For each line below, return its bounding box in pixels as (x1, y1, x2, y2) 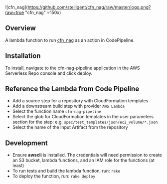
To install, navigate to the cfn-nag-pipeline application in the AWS (5, 65, 140, 71)
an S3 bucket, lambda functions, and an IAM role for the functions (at (12, 157, 155, 164)
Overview (5, 24, 36, 32)
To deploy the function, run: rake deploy (12, 173, 96, 179)
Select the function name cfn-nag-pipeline (12, 108, 101, 114)
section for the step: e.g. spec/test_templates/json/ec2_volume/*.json (12, 119, 158, 125)
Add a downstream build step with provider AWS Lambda (12, 103, 125, 109)
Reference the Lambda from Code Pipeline (5, 85, 140, 93)
